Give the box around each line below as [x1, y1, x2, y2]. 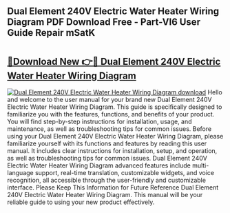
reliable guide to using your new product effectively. [7, 198, 155, 206]
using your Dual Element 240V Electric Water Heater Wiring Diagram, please [7, 132, 224, 140]
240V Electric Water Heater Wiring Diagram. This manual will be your [7, 191, 203, 199]
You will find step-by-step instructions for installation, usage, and [7, 117, 192, 125]
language [7, 169, 34, 176]
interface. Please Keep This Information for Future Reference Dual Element [7, 183, 219, 192]
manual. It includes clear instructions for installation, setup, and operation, [7, 147, 218, 154]
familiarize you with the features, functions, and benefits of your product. [7, 110, 215, 118]
